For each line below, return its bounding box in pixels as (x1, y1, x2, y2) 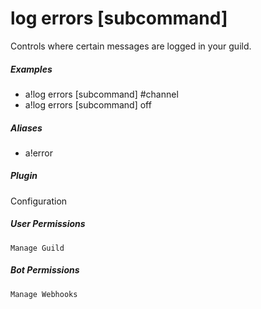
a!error (24, 147, 54, 159)
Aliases (10, 122, 43, 134)
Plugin (10, 170, 38, 182)
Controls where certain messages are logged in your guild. (10, 40, 252, 52)
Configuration (10, 195, 68, 207)
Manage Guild (10, 243, 65, 253)
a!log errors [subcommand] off (24, 98, 152, 111)
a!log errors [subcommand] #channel (24, 88, 179, 100)
